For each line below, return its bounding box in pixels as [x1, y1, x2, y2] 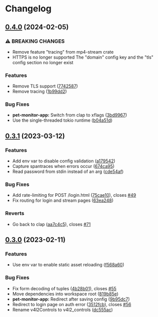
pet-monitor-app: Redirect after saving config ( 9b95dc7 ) [12, 296, 130, 302]
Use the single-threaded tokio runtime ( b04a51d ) [12, 117, 113, 123]
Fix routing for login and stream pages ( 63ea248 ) [12, 197, 114, 204]
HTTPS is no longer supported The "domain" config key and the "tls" [12, 54, 154, 60]
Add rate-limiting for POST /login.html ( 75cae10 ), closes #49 [12, 192, 137, 198]
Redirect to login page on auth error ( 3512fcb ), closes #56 [12, 301, 132, 307]
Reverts [5, 210, 25, 217]
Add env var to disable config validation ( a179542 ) [12, 158, 116, 164]
